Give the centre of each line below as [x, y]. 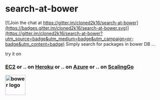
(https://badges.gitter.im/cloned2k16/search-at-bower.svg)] [67, 28]
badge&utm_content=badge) [35, 44]
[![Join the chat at [24, 23]
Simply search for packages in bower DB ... [110, 44]
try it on [13, 54]
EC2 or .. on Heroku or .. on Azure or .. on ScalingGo [70, 67]
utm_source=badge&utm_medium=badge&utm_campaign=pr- [69, 39]
